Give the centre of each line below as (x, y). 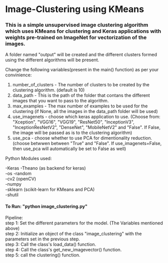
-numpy (13, 184)
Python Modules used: (28, 159)
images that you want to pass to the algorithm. (61, 101)
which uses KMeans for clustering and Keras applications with (83, 31)
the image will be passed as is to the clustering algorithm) (72, 133)
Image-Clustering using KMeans (75, 9)
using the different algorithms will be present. (52, 60)
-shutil (12, 195)
